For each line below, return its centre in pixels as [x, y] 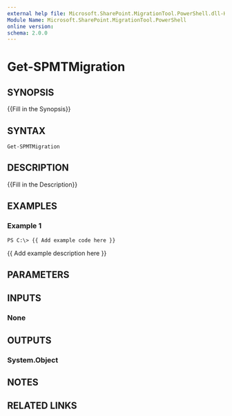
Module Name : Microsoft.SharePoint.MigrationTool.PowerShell [97, 20]
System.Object [33, 360]
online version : [30, 26]
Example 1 [25, 226]
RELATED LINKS [42, 406]
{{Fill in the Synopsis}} [39, 109]
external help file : [37, 13]
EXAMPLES [32, 206]
